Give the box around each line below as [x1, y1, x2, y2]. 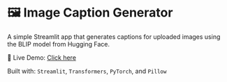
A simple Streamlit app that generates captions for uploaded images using [7, 32, 221, 41]
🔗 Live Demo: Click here [7, 53, 77, 62]
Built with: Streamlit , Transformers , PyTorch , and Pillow [7, 67, 167, 75]
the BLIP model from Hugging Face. [7, 40, 110, 48]
